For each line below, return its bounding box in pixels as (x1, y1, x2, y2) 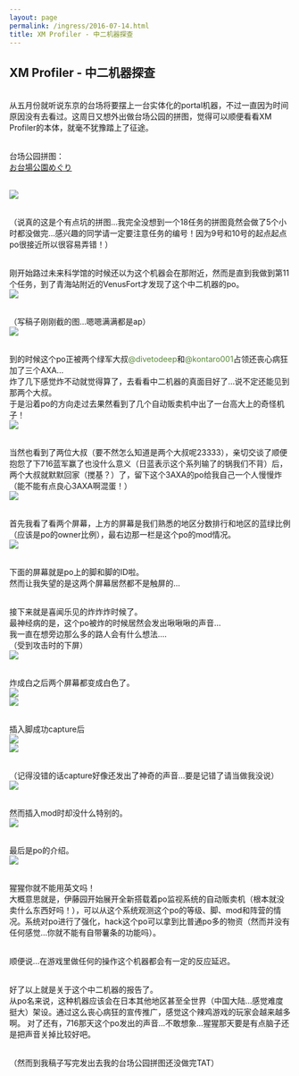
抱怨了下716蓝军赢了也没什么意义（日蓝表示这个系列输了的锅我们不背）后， (9, 458, 288, 470)
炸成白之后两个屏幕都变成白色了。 (9, 677, 135, 689)
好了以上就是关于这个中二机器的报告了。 (9, 985, 158, 996)
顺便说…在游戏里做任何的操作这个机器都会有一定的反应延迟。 (9, 956, 236, 967)
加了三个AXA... (9, 365, 64, 376)
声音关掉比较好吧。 (24, 1029, 96, 1040)
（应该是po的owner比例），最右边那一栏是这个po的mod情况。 (9, 530, 237, 540)
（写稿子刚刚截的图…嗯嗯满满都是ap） (9, 317, 151, 327)
